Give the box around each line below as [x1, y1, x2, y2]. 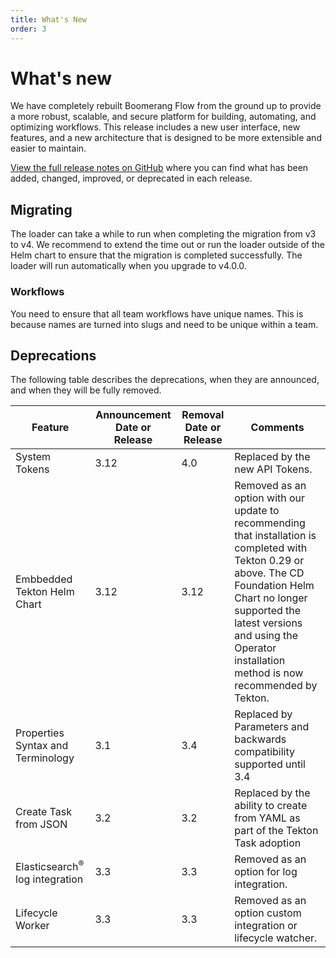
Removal [181, 408, 225, 422]
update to [234, 504, 280, 518]
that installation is [234, 529, 317, 543]
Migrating [10, 201, 73, 218]
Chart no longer [234, 591, 308, 605]
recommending [234, 516, 306, 530]
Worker [15, 919, 50, 933]
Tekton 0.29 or [234, 554, 305, 568]
